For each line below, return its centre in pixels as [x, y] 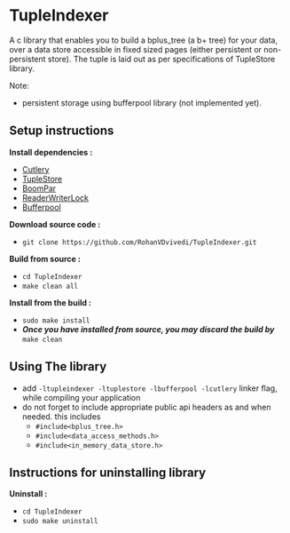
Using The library [58, 366]
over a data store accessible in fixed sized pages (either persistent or [136, 49]
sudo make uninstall [60, 521]
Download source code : [55, 224]
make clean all [50, 286]
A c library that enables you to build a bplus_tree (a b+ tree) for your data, [144, 40]
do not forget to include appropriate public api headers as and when [147, 407]
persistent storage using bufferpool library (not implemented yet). [142, 102]
